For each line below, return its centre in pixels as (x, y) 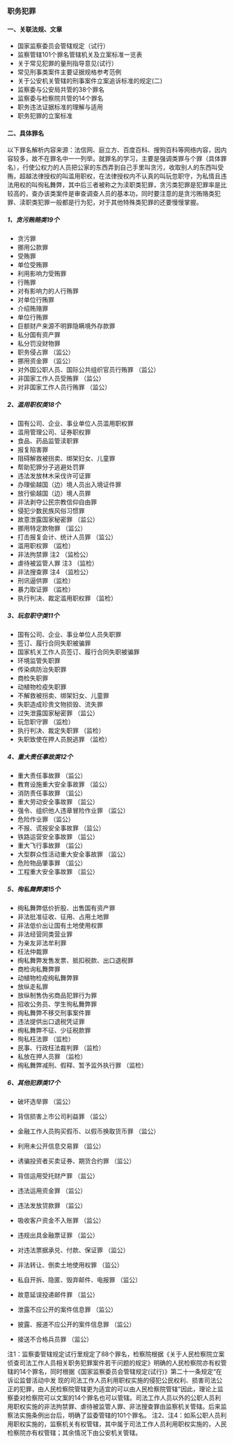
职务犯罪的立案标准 (45, 116)
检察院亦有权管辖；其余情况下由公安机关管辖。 (74, 1433)
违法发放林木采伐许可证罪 (54, 476)
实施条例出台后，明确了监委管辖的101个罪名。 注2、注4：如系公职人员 (120, 1415)
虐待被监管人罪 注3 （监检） (58, 563)
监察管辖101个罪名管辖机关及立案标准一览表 (80, 55)
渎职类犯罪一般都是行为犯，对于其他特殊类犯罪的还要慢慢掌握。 (111, 202)
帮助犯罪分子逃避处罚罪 (51, 467)
